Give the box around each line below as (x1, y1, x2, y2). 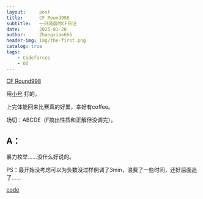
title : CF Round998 (6, 15, 70, 21)
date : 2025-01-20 (6, 26, 67, 33)
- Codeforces (17, 55, 51, 61)
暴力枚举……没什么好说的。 (6, 153, 75, 160)
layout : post (6, 9, 51, 15)
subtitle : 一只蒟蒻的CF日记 (6, 20, 77, 26)
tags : (6, 49, 20, 55)
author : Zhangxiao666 (6, 32, 72, 38)
